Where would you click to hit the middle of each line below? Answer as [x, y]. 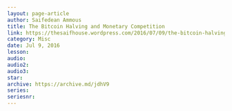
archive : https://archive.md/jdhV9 [58, 84]
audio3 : [18, 71]
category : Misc [29, 39]
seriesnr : [21, 97]
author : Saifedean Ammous [44, 20]
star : [15, 78]
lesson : [18, 52]
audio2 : [18, 65]
